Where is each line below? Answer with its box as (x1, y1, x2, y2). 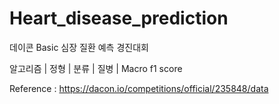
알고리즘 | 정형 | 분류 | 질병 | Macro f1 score (9, 62, 183, 74)
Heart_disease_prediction (9, 7, 229, 30)
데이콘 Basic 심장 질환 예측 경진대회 (9, 41, 149, 53)
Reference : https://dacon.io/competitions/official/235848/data (9, 82, 269, 94)
